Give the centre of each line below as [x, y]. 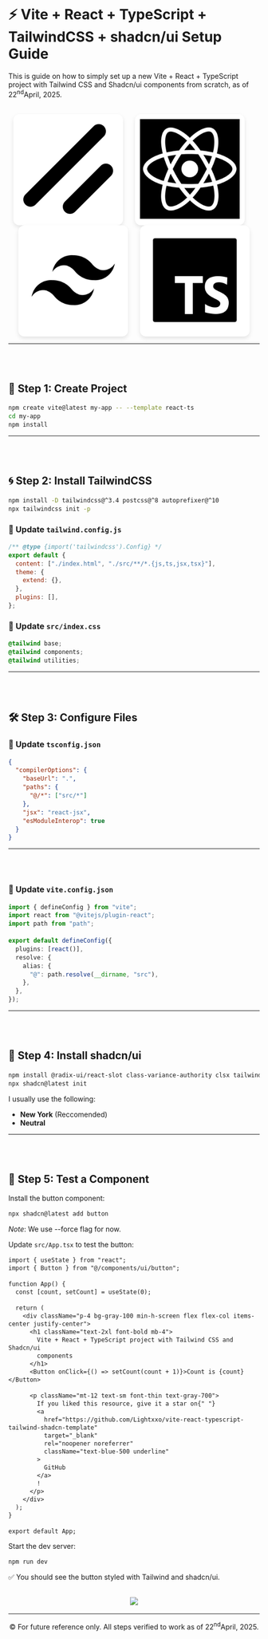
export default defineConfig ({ [60, 941]
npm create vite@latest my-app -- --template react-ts [101, 408]
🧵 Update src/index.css [55, 626]
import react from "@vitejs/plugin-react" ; [82, 916]
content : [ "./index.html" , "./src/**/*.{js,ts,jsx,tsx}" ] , [116, 563]
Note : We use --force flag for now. [65, 1229]
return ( [30, 1308]
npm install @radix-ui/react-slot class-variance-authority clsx [119, 1075]
